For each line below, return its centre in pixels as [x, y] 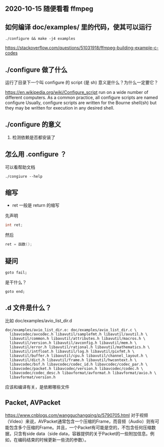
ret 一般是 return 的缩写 [36, 205]
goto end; [15, 292]
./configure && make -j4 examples [40, 39]
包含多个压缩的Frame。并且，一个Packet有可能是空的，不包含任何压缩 [80, 427]
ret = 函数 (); [19, 245]
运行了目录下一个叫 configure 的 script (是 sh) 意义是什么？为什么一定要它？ [82, 83]
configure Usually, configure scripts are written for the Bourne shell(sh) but [81, 103]
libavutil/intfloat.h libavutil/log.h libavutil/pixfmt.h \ [72, 351]
